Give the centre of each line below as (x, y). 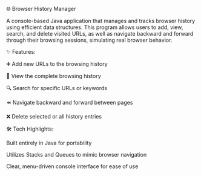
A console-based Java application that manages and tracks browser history (101, 21)
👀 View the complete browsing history (54, 76)
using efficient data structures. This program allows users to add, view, (95, 27)
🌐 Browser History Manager (41, 9)
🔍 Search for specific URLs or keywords (57, 88)
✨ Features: (21, 52)
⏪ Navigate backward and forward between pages (70, 103)
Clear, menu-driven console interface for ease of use (72, 166)
